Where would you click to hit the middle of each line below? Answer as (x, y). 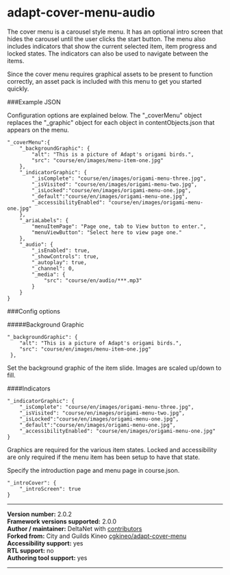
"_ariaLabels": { (44, 220)
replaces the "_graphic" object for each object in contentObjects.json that (111, 122)
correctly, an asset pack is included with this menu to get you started (104, 81)
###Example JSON (34, 102)
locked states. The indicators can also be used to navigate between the (108, 54)
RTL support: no (30, 550)
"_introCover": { (32, 483)
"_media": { (49, 274)
